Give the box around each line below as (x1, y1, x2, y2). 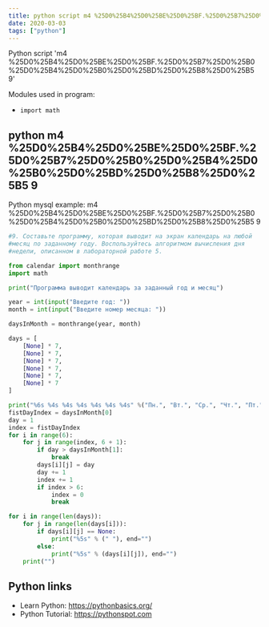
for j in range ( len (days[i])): (22, 520, 127, 528)
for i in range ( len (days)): (8, 512, 102, 521)
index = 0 (50, 491, 84, 499)
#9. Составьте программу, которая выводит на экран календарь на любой (8, 233, 252, 241)
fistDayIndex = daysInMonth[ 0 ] (8, 408, 113, 417)
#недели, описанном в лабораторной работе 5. (8, 247, 163, 255)
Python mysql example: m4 (8, 200, 98, 209)
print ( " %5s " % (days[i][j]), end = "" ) (50, 550, 178, 558)
